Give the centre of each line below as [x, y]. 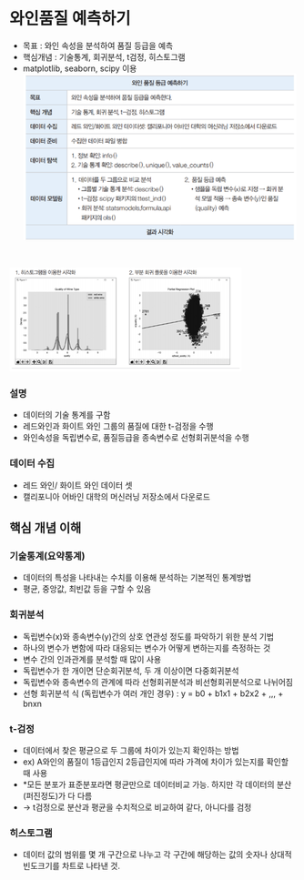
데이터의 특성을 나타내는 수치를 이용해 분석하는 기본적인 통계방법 [137, 578]
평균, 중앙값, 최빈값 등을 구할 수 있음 [87, 589]
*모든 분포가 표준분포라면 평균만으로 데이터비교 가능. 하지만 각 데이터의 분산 [157, 784]
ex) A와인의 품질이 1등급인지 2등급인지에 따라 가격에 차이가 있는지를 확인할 [156, 762]
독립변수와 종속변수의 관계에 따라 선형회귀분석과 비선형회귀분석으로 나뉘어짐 [158, 682]
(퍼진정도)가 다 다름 [57, 796]
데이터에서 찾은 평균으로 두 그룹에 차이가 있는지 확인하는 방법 [131, 751]
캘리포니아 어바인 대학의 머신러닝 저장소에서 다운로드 [117, 496]
